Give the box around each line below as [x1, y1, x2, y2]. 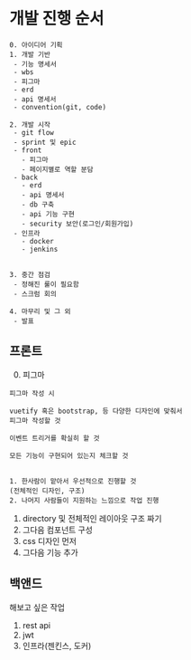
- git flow [13, 128, 54, 137]
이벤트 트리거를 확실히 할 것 [9, 434, 100, 443]
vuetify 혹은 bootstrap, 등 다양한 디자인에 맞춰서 [9, 407, 183, 416]
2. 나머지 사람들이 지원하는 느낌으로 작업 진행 [9, 495, 159, 505]
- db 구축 [21, 200, 55, 209]
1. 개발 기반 [9, 50, 51, 59]
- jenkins [21, 244, 59, 253]
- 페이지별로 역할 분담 [21, 165, 94, 174]
